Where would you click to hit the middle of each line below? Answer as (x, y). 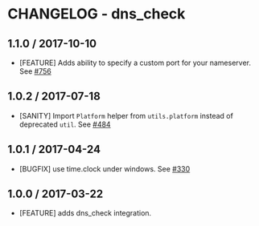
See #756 (35, 71)
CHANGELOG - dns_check (97, 14)
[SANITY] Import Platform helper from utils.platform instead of (126, 115)
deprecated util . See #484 (65, 124)
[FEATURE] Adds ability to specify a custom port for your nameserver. (135, 63)
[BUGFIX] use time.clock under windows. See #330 (105, 168)
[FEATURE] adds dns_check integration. (85, 213)
